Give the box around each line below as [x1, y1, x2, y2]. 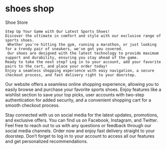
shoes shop [5, 3, 55, 14]
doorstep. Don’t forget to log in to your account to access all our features [5, 133, 155, 139]
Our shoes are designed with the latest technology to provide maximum [7, 51, 159, 56]
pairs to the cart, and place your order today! [5, 64, 108, 69]
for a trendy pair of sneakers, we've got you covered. [5, 46, 123, 51]
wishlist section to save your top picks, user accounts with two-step [5, 91, 145, 97]
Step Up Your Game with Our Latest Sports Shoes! [5, 29, 110, 34]
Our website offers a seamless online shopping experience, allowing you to [5, 81, 159, 87]
